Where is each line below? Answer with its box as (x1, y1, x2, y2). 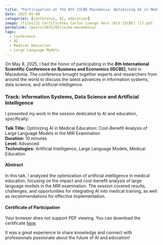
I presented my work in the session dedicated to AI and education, (5, 110, 138, 116)
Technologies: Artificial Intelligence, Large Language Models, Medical (5, 146, 146, 152)
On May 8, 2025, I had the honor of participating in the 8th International (5, 61, 149, 67)
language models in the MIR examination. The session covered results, (5, 183, 147, 189)
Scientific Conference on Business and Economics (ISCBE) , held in (5, 66, 142, 72)
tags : (5, 30, 16, 34)
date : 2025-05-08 (5, 12, 40, 16)
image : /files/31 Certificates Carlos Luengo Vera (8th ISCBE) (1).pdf (5, 20, 153, 26)
